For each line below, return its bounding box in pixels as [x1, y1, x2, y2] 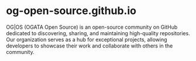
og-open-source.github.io [6, 4, 136, 18]
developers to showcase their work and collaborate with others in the [6, 42, 173, 49]
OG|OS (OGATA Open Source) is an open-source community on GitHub [6, 23, 178, 30]
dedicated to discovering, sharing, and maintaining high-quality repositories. [6, 29, 190, 36]
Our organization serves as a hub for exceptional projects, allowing [6, 36, 168, 43]
